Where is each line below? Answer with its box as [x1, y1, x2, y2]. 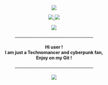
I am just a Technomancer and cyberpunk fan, [5, 50, 103, 55]
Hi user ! [44, 44, 64, 50]
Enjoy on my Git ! [36, 55, 72, 61]
